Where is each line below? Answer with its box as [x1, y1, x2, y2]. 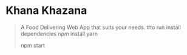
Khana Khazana [5, 4, 87, 18]
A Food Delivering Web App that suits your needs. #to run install [20, 24, 182, 31]
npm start [20, 42, 45, 49]
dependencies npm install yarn [20, 30, 98, 37]
